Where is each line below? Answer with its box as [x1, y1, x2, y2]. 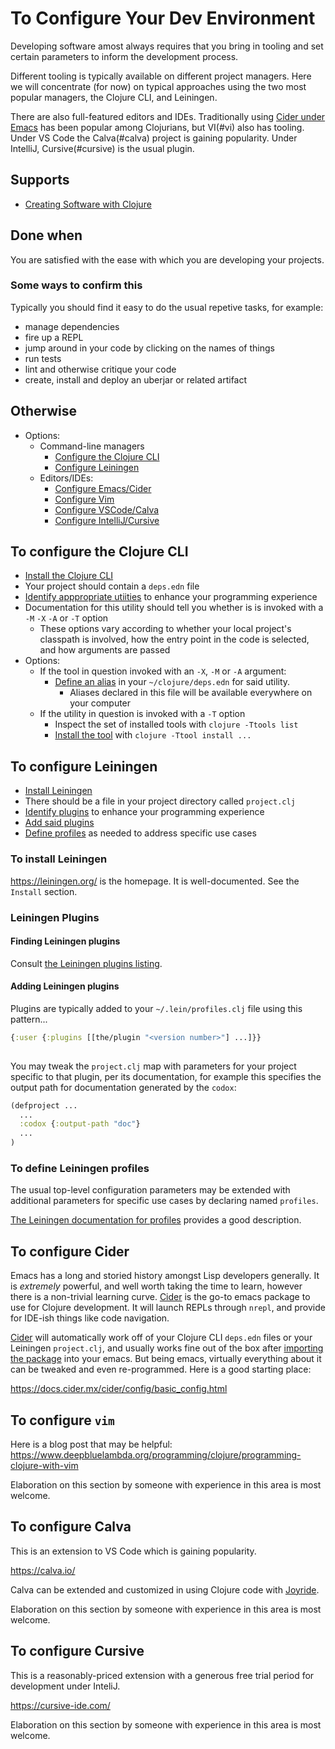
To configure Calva [10, 1518, 132, 1536]
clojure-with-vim [10, 1459, 79, 1471]
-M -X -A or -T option [24, 612, 109, 624]
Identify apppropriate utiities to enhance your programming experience [24, 591, 318, 603]
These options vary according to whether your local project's [39, 623, 292, 635]
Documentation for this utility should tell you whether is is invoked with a [24, 602, 324, 614]
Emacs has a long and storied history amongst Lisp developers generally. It [10, 1270, 320, 1282]
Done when [10, 227, 83, 244]
